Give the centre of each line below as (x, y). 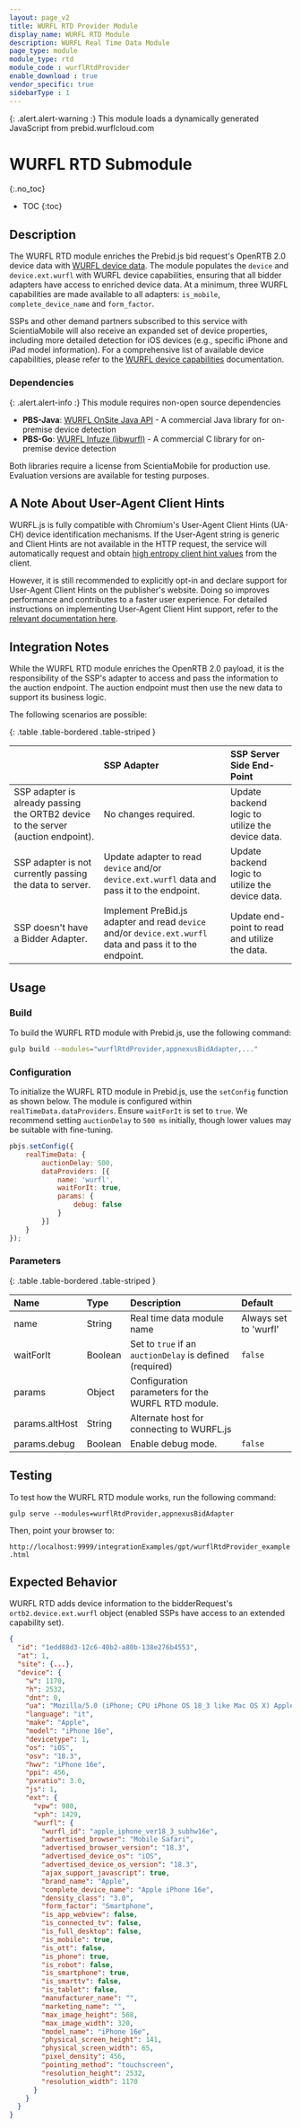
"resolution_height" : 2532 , (94, 2073)
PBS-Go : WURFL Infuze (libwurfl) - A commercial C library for (136, 439)
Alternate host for (167, 1418)
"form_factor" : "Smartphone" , (98, 1906)
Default (257, 1303)
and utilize (252, 939)
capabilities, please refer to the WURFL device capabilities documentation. (147, 359)
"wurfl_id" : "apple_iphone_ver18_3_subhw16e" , (130, 1831)
